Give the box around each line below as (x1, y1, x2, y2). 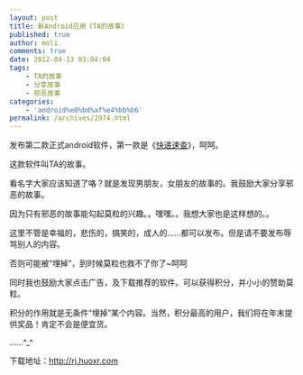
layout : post (9, 13, 59, 23)
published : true (9, 30, 70, 39)
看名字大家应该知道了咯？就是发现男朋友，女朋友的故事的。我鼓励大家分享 (9, 178, 286, 189)
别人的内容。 (16, 239, 65, 250)
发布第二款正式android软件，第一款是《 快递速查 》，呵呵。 (9, 140, 224, 151)
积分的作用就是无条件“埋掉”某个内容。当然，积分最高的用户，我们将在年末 (9, 307, 286, 318)
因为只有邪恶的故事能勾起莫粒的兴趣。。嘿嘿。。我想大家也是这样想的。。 (9, 208, 274, 219)
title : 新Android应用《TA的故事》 (9, 22, 128, 31)
